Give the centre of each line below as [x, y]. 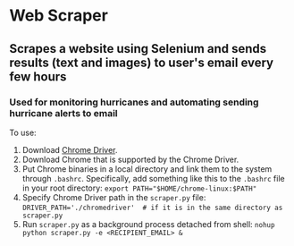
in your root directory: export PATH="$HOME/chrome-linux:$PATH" [139, 188]
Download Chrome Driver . [70, 149]
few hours [38, 76]
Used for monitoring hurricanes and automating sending [134, 102]
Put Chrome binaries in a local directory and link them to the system [147, 169]
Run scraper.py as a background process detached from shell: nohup [148, 224]
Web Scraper [59, 16]
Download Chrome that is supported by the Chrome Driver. [130, 159]
